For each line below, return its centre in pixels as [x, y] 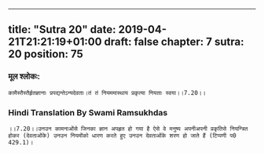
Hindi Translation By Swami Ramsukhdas [88, 112]
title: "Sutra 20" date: [62, 29]
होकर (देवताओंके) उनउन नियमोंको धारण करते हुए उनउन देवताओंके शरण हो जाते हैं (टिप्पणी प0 [123, 135]
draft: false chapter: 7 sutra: [174, 42]
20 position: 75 [46, 55]
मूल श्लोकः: [24, 77]
